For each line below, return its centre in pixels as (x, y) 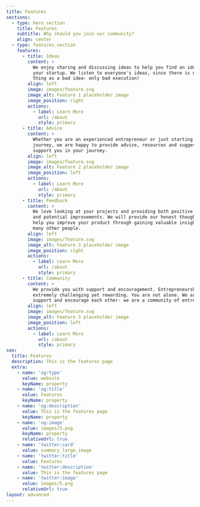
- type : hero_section (38, 23)
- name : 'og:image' (41, 422)
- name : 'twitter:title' (48, 456)
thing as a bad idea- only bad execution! (86, 78)
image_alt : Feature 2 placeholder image (78, 167)
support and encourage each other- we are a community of (106, 300)
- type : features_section (44, 45)
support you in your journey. (70, 150)
